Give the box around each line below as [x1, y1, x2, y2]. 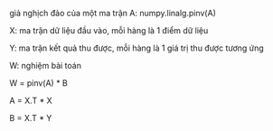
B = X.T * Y [9, 113, 52, 123]
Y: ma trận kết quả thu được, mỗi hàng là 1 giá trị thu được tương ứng [9, 42, 264, 53]
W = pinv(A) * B [9, 78, 68, 89]
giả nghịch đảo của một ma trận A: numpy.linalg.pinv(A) [9, 8, 217, 18]
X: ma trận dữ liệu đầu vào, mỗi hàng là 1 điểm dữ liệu [9, 25, 209, 35]
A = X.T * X [9, 95, 52, 106]
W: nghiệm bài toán [9, 61, 81, 70]
